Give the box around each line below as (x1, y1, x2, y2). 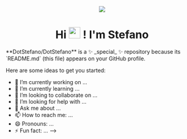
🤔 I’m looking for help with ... (14, 98, 87, 105)
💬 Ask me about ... (14, 104, 61, 112)
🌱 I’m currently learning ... (14, 85, 80, 92)
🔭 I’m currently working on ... (14, 78, 87, 85)
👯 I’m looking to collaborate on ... (14, 91, 98, 99)
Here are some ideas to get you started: (5, 66, 106, 74)
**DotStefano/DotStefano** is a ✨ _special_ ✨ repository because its (5, 48, 181, 55)
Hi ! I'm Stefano (55, 28, 149, 42)
